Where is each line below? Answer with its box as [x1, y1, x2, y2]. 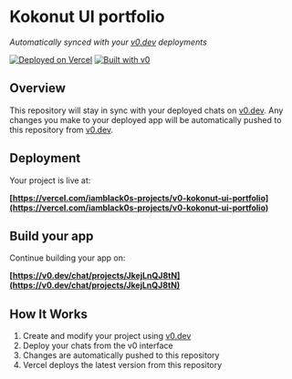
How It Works [9, 306, 89, 322]
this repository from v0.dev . [9, 124, 114, 135]
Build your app [9, 228, 94, 243]
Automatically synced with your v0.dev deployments [9, 36, 207, 47]
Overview [9, 80, 67, 97]
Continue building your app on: [9, 252, 126, 263]
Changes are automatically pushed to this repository [22, 350, 220, 361]
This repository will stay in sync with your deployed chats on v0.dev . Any [9, 105, 284, 116]
